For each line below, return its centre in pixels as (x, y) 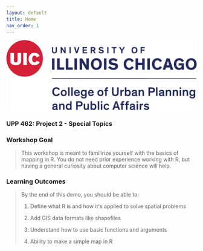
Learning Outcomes (36, 181)
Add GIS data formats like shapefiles (75, 218)
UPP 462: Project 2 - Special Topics (60, 123)
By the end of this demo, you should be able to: (80, 195)
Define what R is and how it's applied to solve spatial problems (108, 206)
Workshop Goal (30, 140)
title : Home (21, 19)
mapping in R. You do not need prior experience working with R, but (105, 160)
